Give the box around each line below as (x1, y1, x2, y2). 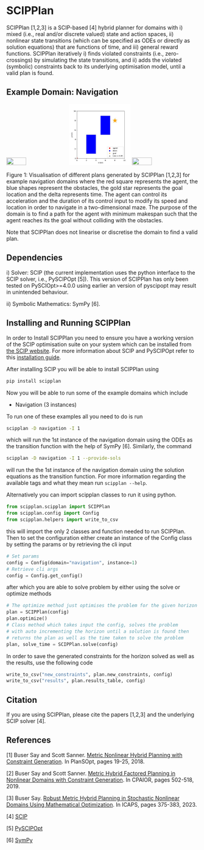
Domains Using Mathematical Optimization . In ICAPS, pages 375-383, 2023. (6, 801, 197, 808)
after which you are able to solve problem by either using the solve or (6, 584, 181, 591)
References (6, 735, 51, 746)
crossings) (6, 56, 33, 64)
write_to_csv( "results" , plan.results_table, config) (6, 678, 146, 684)
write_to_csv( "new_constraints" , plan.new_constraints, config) (6, 671, 173, 678)
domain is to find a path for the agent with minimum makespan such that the (6, 210, 198, 217)
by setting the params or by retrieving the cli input (6, 540, 132, 548)
